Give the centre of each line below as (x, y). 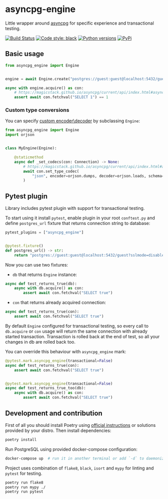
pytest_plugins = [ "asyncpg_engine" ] (44, 232)
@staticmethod (29, 157)
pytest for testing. (24, 473)
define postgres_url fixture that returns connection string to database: (78, 223)
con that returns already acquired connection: (59, 303)
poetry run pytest (24, 492)
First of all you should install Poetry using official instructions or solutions (80, 425)
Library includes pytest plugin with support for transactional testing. (75, 208)
